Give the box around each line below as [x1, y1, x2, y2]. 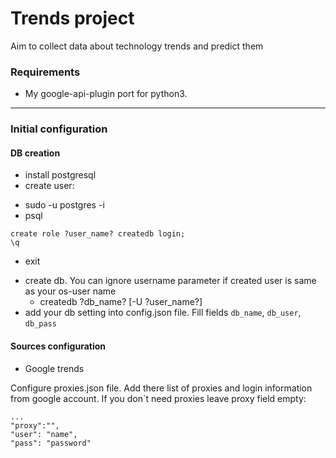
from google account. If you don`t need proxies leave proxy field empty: [10, 392, 307, 404]
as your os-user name [24, 285, 117, 297]
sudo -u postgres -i [24, 199, 105, 211]
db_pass [24, 319, 57, 329]
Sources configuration [10, 340, 107, 352]
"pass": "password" [10, 438, 92, 448]
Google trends [24, 362, 85, 374]
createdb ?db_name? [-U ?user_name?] [39, 296, 203, 308]
